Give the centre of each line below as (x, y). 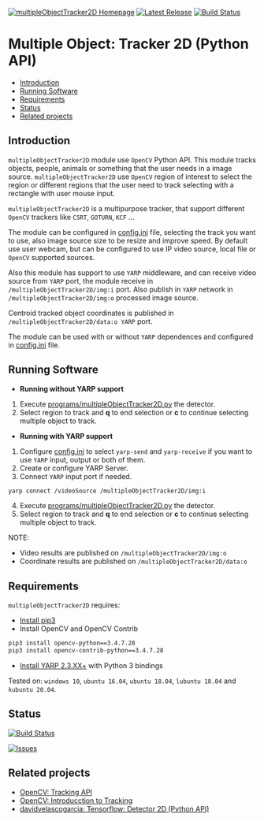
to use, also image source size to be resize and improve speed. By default (128, 240)
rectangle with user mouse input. (62, 193)
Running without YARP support (72, 388)
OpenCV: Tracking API (56, 792)
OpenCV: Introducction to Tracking (76, 801)
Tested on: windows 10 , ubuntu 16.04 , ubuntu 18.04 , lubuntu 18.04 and (122, 681)
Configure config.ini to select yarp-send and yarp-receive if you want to (136, 451)
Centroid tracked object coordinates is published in (91, 313)
